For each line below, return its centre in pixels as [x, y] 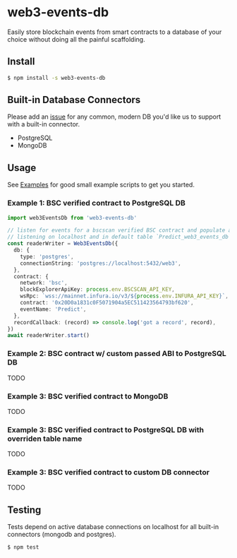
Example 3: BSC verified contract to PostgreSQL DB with [106, 429]
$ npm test [23, 547]
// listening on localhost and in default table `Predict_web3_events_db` [120, 237]
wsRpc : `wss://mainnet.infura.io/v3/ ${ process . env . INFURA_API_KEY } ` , [124, 296]
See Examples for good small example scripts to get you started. [101, 185]
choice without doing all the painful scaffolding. [77, 39]
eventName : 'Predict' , [53, 309]
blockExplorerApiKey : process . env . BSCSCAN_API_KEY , [97, 290]
